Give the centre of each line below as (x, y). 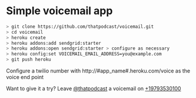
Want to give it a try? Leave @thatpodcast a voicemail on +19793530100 (94, 89)
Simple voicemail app (59, 11)
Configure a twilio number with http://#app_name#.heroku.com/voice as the (98, 71)
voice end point (25, 77)
